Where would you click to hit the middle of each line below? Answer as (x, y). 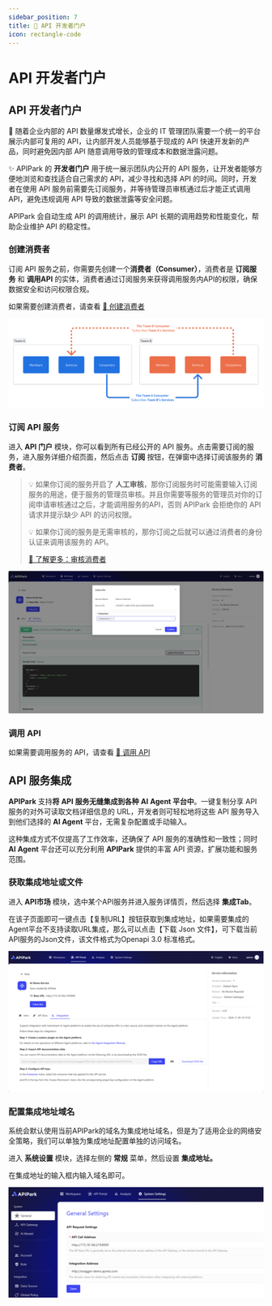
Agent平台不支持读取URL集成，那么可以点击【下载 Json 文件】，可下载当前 (133, 929)
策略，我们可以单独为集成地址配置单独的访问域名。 (100, 1141)
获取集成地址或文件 (46, 882)
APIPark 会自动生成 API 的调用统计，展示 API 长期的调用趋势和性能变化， (130, 216)
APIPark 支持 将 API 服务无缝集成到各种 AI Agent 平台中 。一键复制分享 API (133, 802)
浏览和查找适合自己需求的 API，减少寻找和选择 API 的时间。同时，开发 (140, 179)
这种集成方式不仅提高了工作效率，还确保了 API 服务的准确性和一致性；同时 (133, 839)
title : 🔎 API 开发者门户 (47, 26)
